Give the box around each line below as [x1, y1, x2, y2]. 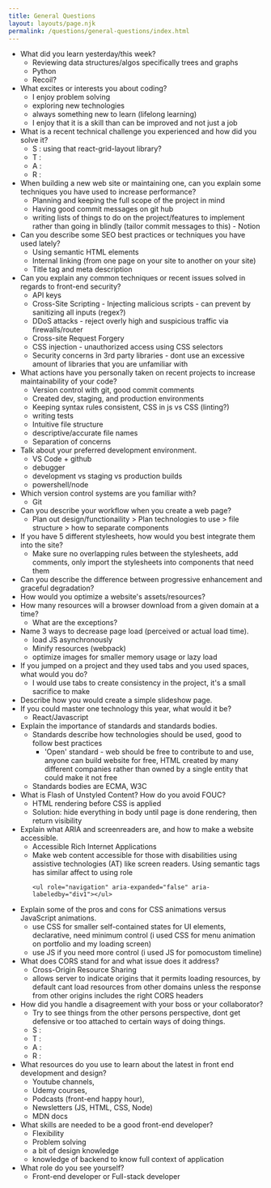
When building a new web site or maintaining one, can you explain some [19, 178, 261, 188]
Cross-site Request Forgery [32, 333, 125, 343]
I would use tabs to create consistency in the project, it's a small [32, 678, 247, 688]
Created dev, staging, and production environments [32, 394, 205, 404]
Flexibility [32, 1129, 65, 1139]
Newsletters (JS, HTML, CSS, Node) [32, 1103, 154, 1113]
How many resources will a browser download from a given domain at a [19, 601, 260, 611]
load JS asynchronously [32, 635, 113, 645]
